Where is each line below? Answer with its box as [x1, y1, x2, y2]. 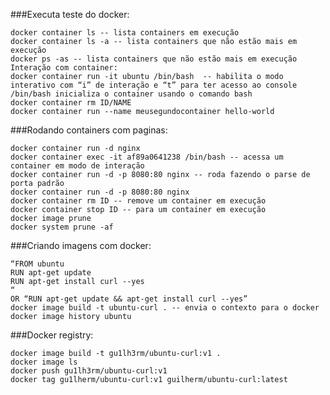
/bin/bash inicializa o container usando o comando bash [10, 89, 253, 99]
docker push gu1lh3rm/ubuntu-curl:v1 [10, 366, 168, 376]
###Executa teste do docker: [10, 9, 130, 20]
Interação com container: [10, 63, 118, 73]
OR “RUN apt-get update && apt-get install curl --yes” [10, 294, 248, 304]
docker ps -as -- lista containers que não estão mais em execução [10, 54, 298, 64]
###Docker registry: [10, 329, 94, 341]
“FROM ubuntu [10, 259, 65, 269]
